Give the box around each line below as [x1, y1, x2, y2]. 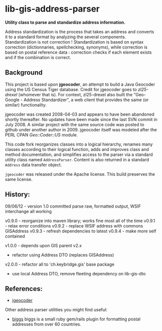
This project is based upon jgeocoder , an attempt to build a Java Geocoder [5, 81, 155, 87]
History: [5, 190, 30, 199]
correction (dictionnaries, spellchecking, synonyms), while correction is [5, 44, 147, 50]
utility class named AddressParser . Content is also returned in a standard [5, 156, 149, 163]
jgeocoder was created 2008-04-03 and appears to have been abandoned [5, 111, 155, 117]
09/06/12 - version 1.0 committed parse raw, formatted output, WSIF [5, 203, 141, 209]
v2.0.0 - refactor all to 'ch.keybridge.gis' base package [5, 261, 115, 267]
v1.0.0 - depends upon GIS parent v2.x [5, 242, 82, 248]
